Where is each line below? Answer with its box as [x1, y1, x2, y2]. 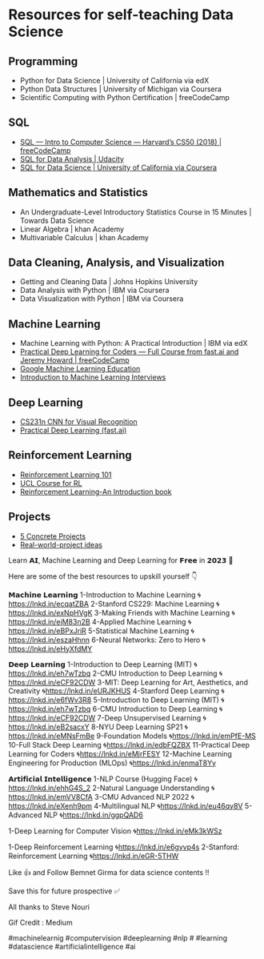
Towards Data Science [19, 215, 94, 225]
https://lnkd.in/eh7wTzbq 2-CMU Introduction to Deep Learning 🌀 [8, 668, 223, 678]
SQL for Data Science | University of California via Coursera [19, 163, 218, 172]
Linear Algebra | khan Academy [19, 224, 125, 234]
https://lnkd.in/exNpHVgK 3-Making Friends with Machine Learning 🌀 [8, 608, 236, 617]
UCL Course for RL [19, 478, 82, 488]
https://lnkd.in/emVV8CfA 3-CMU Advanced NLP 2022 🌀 [8, 792, 194, 801]
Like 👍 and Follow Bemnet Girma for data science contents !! [8, 867, 210, 877]
